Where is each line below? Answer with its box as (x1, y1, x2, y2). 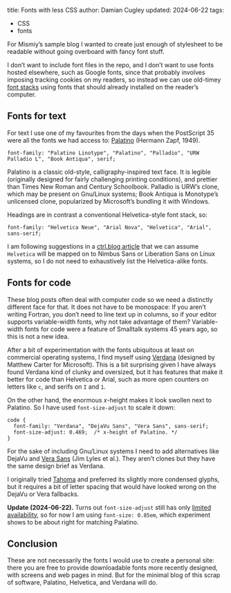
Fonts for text (7, 110, 66, 122)
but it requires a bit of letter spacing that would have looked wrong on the (7, 482, 216, 490)
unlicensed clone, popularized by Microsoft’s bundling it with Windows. (7, 197, 210, 205)
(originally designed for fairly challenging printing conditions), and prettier (7, 175, 218, 183)
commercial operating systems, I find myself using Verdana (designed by (7, 353, 216, 361)
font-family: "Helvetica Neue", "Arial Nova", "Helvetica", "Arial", (7, 224, 212, 231)
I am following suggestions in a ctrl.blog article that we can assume (7, 242, 199, 250)
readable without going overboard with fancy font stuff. (7, 48, 165, 55)
